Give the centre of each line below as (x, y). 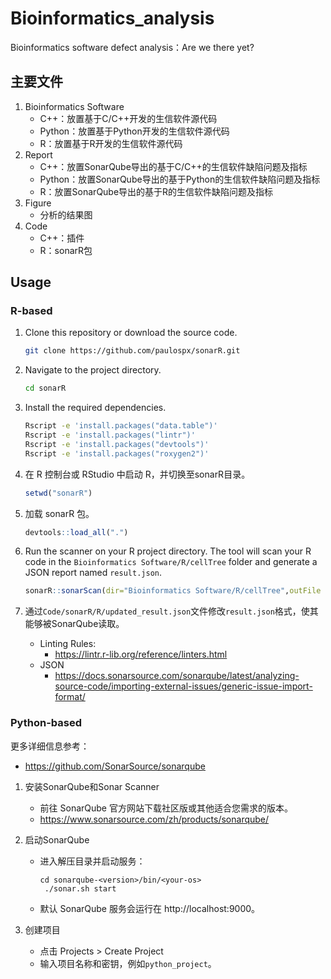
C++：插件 (62, 238)
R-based (31, 311)
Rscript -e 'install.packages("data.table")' (121, 426)
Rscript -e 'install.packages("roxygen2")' (117, 453)
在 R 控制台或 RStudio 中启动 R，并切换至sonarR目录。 (137, 474)
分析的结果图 (66, 214)
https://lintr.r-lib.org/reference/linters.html (141, 654)
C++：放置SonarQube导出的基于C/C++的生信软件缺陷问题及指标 (173, 166)
